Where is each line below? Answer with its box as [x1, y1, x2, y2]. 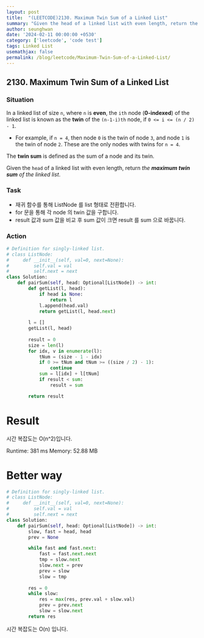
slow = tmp [38, 573, 67, 580]
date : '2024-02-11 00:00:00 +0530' [6, 32, 97, 38]
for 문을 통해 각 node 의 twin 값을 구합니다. [15, 209, 119, 216]
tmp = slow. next [38, 557, 81, 563]
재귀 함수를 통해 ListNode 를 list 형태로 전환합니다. [15, 201, 136, 208]
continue [49, 365, 72, 371]
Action [6, 232, 27, 240]
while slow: [28, 591, 59, 597]
